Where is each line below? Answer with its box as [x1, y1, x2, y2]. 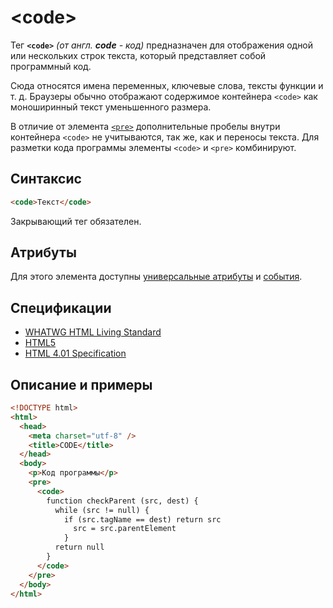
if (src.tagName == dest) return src [63, 514, 222, 525]
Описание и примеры [10, 376, 153, 393]
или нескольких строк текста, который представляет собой [10, 49, 267, 61]
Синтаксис [10, 171, 82, 188]
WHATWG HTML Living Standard [24, 326, 162, 338]
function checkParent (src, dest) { [46, 496, 199, 506]
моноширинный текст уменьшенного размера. [10, 101, 212, 113]
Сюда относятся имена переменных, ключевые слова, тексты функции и [10, 79, 324, 91]
